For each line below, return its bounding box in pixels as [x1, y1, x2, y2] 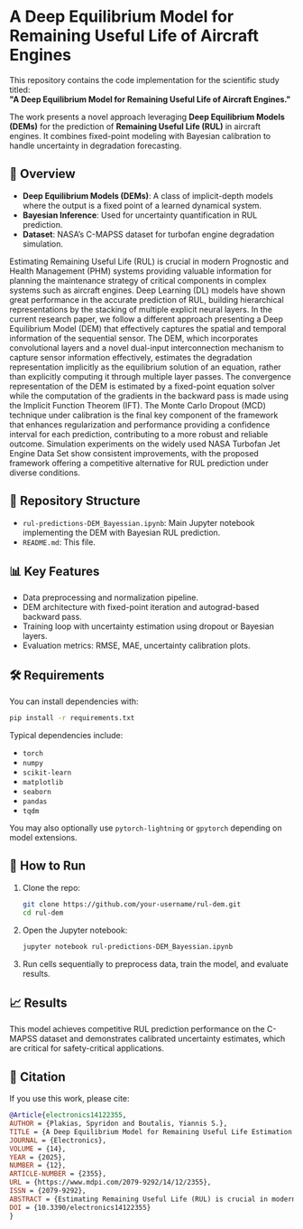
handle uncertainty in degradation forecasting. [9, 140, 182, 151]
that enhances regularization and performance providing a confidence [9, 418, 271, 430]
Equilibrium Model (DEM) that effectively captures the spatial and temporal [9, 323, 287, 333]
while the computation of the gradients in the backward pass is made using [9, 390, 289, 401]
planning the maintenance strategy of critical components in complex [9, 275, 267, 286]
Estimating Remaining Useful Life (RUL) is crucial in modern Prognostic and [9, 256, 289, 267]
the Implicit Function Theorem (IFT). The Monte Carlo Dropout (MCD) [9, 399, 266, 410]
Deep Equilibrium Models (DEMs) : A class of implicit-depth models [22, 190, 273, 201]
